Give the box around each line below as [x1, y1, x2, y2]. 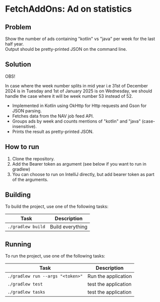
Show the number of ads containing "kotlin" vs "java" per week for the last [5, 36, 155, 42]
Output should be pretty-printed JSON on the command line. [5, 46, 127, 52]
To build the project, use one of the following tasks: [5, 204, 109, 210]
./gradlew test [7, 281, 43, 287]
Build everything [49, 223, 88, 230]
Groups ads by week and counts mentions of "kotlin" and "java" [12, 118, 141, 124]
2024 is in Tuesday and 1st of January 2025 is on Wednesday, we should [5, 88, 153, 94]
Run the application [87, 273, 132, 280]
